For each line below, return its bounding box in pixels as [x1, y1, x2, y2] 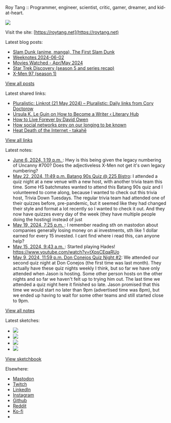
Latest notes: [5, 147, 33, 153]
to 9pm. [12, 298, 30, 304]
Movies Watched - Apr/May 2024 [12, 60, 83, 66]
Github [12, 398, 27, 403]
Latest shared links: [5, 90, 46, 96]
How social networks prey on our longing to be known [12, 122, 127, 128]
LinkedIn [12, 387, 31, 392]
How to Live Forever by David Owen [12, 117, 88, 122]
